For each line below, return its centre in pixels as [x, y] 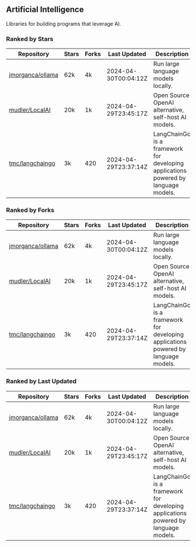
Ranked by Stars [30, 39]
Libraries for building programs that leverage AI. [64, 23]
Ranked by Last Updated [41, 381]
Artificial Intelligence [45, 10]
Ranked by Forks [30, 210]
